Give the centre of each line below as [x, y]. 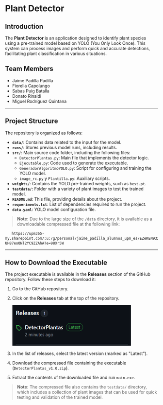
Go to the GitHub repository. [40, 289]
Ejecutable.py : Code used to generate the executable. [74, 163]
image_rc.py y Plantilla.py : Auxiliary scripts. [65, 178]
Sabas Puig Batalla [31, 91]
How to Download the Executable [56, 263]
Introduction [24, 26]
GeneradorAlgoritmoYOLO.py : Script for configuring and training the [85, 168]
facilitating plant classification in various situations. [56, 53]
